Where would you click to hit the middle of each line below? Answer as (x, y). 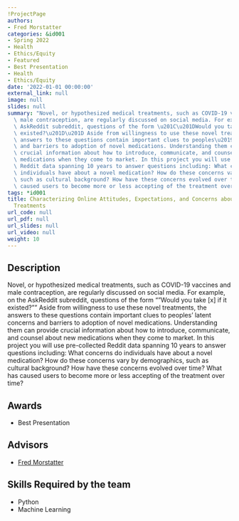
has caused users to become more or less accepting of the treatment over (116, 376)
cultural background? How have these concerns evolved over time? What (115, 368)
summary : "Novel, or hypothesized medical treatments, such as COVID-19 (117, 113)
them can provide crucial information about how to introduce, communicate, (119, 330)
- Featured (23, 60)
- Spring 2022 (28, 41)
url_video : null (31, 232)
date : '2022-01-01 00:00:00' (51, 87)
